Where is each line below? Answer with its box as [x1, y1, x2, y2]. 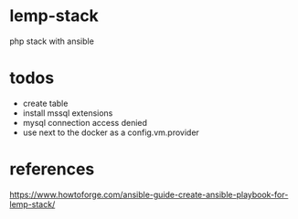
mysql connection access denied [22, 117, 148, 128]
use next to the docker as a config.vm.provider [22, 127, 199, 138]
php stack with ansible [9, 36, 94, 47]
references [9, 159, 95, 180]
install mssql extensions [22, 107, 113, 119]
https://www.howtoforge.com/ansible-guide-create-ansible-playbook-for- [9, 189, 289, 200]
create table [22, 98, 69, 109]
